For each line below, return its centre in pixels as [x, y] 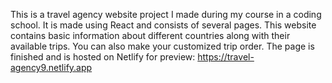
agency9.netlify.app [51, 67]
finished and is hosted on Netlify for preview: [103, 57]
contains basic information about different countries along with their [150, 35]
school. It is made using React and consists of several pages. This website [163, 25]
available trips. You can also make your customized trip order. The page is [162, 46]
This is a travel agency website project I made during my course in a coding [166, 14]
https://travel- [226, 57]
